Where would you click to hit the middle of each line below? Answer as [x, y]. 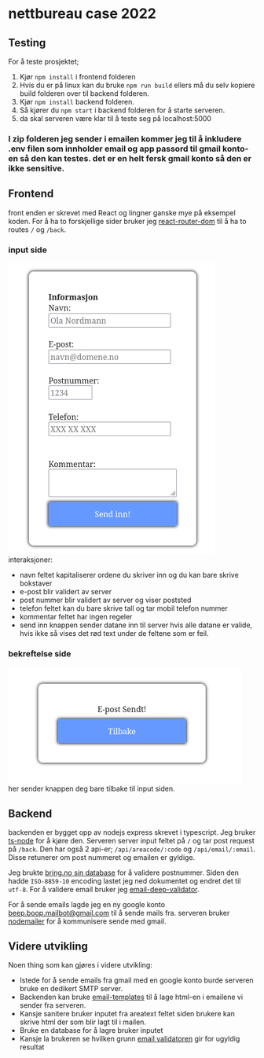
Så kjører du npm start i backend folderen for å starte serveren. [122, 110]
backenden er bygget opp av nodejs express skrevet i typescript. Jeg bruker [132, 832]
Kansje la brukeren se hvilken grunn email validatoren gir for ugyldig [130, 1038]
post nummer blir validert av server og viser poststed [105, 600]
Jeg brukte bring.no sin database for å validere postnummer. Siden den [124, 872]
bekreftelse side [40, 653]
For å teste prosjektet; [44, 61]
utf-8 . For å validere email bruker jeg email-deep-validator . [104, 890]
